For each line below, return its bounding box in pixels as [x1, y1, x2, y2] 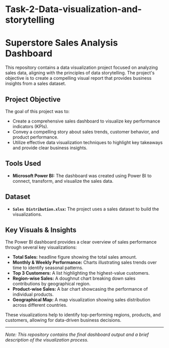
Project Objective [5, 95, 61, 103]
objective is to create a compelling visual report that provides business [5, 75, 152, 81]
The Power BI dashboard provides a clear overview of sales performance [5, 239, 157, 245]
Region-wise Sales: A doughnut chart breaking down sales [12, 275, 136, 282]
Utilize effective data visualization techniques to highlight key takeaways [12, 139, 163, 145]
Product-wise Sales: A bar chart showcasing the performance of [12, 286, 148, 292]
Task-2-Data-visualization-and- [5, 4, 142, 15]
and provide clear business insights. [12, 145, 88, 151]
